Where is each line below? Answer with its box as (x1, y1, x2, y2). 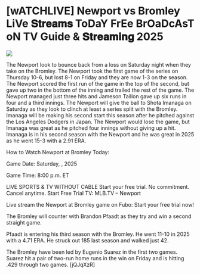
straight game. (6, 219, 42, 226)
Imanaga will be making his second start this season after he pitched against (6, 111, 195, 119)
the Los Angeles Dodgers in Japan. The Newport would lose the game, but (6, 118, 190, 125)
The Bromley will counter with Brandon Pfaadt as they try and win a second (6, 213, 192, 220)
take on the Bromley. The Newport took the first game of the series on (6, 67, 179, 74)
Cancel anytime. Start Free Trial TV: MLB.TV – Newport (6, 189, 141, 197)
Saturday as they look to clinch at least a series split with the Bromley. (6, 105, 178, 113)
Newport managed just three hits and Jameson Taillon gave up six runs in (6, 92, 187, 99)
